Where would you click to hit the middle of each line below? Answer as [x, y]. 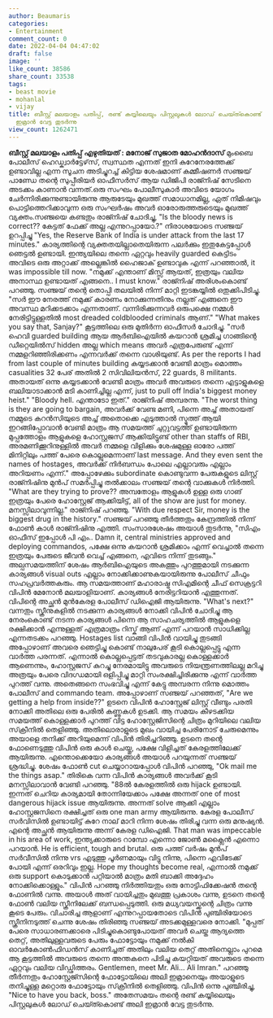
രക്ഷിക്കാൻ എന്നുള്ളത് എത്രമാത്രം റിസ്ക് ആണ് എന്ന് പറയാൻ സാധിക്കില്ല [129, 628]
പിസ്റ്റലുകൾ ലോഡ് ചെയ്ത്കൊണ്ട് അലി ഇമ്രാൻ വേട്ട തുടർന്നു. [111, 1004]
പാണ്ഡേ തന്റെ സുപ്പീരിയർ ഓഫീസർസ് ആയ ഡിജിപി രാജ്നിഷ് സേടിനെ [130, 180]
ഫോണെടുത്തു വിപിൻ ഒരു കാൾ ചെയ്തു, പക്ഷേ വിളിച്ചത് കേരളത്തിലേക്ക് [125, 747]
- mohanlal [27, 99]
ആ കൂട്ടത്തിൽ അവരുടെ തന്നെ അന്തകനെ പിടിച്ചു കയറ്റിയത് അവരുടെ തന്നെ [136, 958]
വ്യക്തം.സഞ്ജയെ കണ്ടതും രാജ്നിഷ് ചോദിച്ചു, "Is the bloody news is [121, 216]
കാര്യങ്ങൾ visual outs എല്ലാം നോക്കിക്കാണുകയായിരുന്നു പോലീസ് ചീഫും [129, 574]
